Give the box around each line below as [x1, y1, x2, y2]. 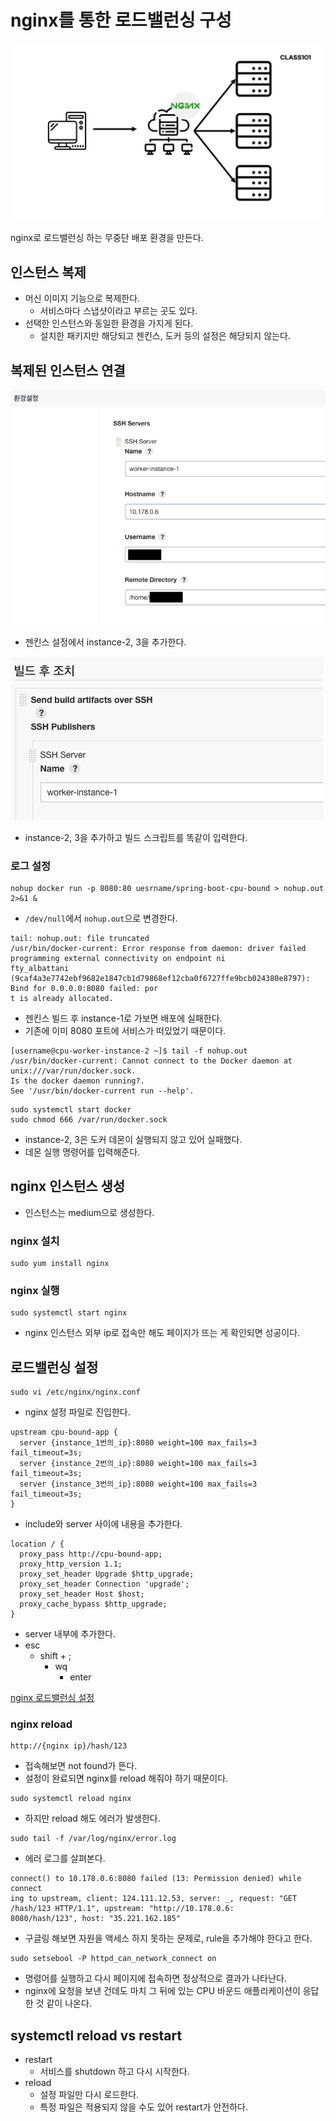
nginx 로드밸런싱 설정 [10, 1692, 95, 1704]
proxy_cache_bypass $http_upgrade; [19, 1599, 168, 1610]
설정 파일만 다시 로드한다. [39, 2089, 140, 2101]
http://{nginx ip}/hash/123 [10, 1741, 128, 1751]
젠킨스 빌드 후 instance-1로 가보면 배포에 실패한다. [24, 1012, 223, 1024]
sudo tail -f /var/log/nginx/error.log [10, 1834, 177, 1844]
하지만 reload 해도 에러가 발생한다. [24, 1812, 161, 1825]
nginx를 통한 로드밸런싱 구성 [10, 9, 232, 32]
